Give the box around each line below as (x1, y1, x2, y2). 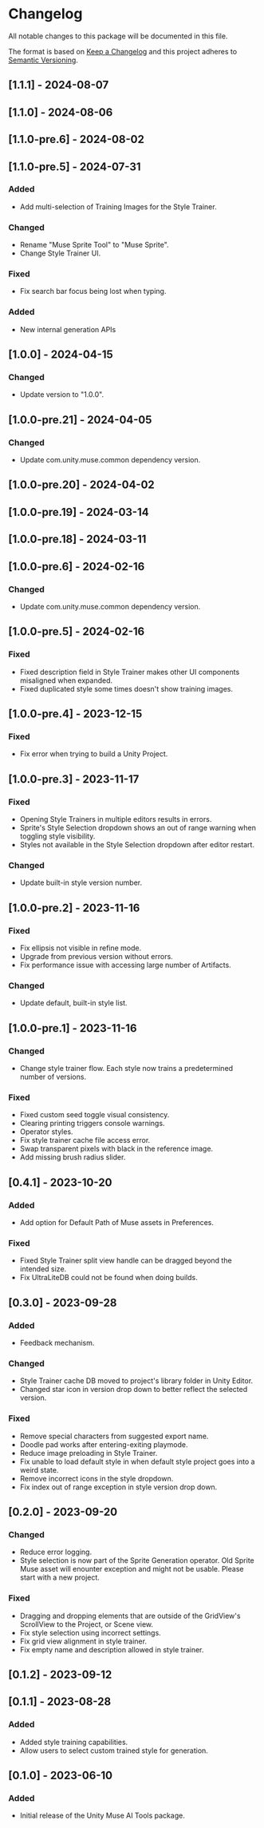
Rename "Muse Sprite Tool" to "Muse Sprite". (19, 240, 169, 250)
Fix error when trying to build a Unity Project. (19, 749, 168, 759)
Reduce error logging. (19, 1547, 93, 1557)
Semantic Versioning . (8, 55, 78, 65)
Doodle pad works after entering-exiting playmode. (19, 1439, 189, 1449)
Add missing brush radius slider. (19, 1152, 126, 1162)
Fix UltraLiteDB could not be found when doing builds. (19, 1273, 198, 1283)
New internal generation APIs (19, 324, 116, 334)
